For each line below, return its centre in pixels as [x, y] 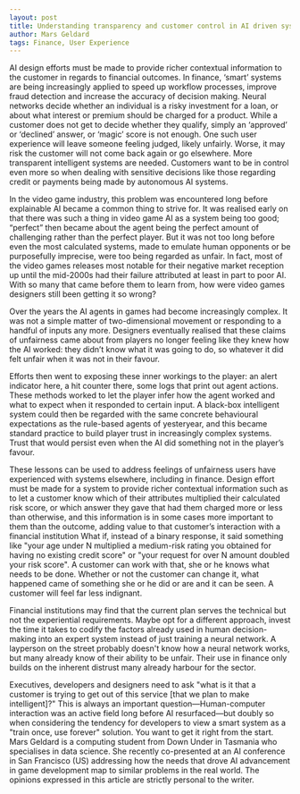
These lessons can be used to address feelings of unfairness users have [143, 469]
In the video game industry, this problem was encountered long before [139, 199]
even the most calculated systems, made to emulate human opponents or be [150, 247]
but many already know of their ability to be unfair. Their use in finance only [148, 658]
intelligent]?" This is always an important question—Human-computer [137, 704]
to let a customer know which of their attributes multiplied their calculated [145, 498]
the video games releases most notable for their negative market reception [146, 266]
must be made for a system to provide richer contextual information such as [149, 489]
